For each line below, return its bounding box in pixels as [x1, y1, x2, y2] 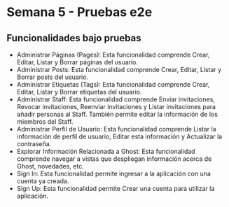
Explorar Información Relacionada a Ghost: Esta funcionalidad [16, 148, 195, 155]
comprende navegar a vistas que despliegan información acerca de [16, 155, 212, 163]
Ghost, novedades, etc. [16, 162, 85, 170]
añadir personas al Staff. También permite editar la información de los [16, 110, 218, 118]
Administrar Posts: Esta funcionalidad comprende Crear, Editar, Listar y [16, 66, 222, 73]
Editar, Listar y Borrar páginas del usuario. [16, 58, 138, 66]
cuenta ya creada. [16, 177, 69, 185]
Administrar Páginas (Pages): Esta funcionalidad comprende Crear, [16, 50, 210, 59]
